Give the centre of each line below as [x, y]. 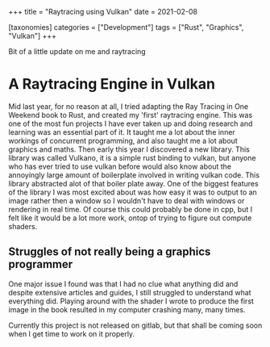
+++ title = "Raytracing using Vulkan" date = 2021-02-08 [103, 12]
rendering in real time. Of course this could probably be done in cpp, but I [130, 209]
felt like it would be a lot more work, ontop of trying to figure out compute [130, 218]
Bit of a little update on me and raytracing [77, 51]
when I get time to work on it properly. [72, 333]
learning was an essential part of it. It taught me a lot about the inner [122, 132]
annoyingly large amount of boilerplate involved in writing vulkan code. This [134, 175]
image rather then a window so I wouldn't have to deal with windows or [127, 200]
